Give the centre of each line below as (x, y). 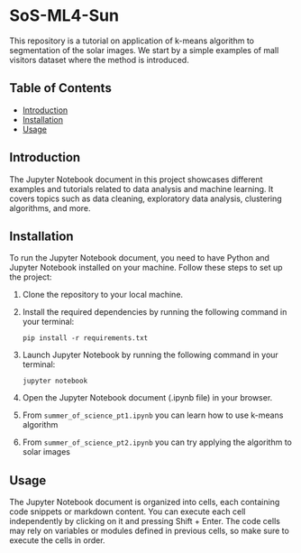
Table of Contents (61, 88)
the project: (31, 277)
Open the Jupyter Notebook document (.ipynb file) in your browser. (147, 398)
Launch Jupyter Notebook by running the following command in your (150, 355)
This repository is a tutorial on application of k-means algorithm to (132, 41)
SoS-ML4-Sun (64, 16)
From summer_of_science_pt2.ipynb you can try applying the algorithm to (157, 442)
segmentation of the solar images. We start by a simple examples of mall (144, 50)
